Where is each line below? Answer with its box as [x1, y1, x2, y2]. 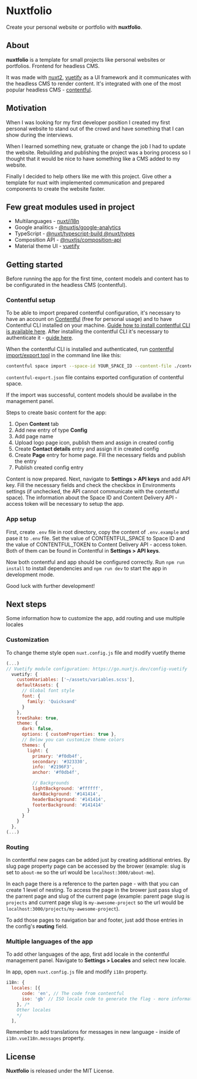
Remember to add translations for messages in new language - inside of [6, 1029, 181, 1036]
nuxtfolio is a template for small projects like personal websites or [6, 56, 165, 63]
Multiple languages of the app [6, 938, 93, 946]
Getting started [6, 259, 63, 269]
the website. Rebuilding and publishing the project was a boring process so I [6, 148, 191, 156]
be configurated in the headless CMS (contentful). [6, 282, 127, 289]
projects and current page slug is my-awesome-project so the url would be [6, 899, 184, 906]
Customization [6, 635, 49, 644]
